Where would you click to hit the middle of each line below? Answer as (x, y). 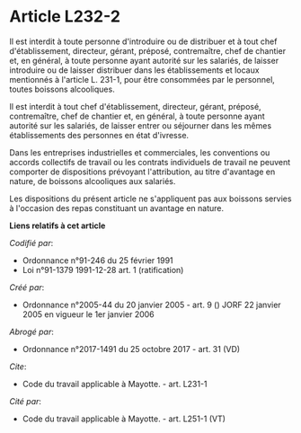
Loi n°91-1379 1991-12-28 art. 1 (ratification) (103, 270)
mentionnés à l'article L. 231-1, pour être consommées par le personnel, (142, 79)
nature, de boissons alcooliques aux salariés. (93, 181)
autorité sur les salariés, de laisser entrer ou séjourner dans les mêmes (141, 125)
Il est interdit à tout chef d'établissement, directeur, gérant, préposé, (136, 106)
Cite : (18, 367)
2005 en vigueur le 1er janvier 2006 (88, 314)
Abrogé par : (31, 331)
